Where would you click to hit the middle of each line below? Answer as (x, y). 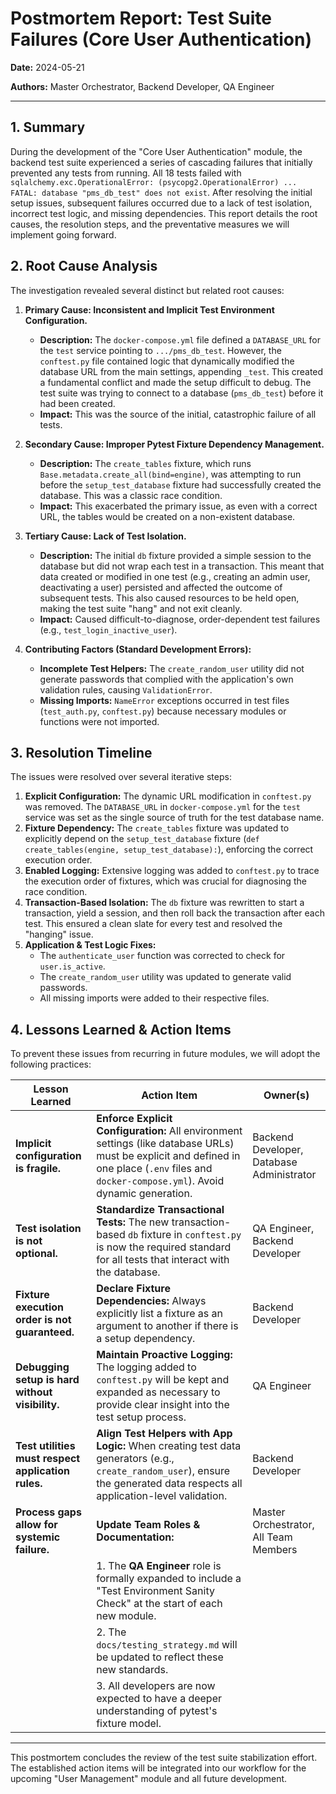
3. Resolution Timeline (81, 752)
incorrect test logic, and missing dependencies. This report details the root (164, 213)
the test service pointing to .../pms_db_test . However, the (160, 350)
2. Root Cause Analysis (84, 266)
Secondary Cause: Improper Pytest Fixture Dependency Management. (174, 444)
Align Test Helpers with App (164, 1434)
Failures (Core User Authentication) (161, 39)
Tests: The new (133, 1222)
